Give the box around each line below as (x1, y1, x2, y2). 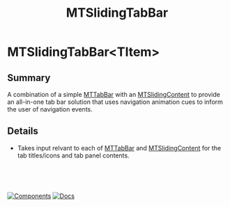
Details (7, 125, 38, 137)
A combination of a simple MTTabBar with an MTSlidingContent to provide (7, 91, 221, 98)
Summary (7, 72, 51, 84)
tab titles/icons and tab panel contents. (17, 151, 130, 160)
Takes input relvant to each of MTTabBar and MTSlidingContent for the (17, 144, 222, 152)
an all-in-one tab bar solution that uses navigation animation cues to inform (7, 98, 223, 106)
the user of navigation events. (7, 105, 93, 113)
